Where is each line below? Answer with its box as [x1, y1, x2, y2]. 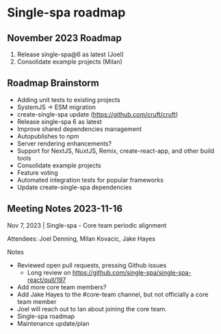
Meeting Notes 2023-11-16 [7, 203, 123, 215]
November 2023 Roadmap [7, 32, 122, 44]
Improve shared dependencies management [16, 125, 142, 133]
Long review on [27, 268, 71, 276]
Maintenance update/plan [16, 319, 90, 327]
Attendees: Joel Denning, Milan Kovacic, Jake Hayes [7, 235, 156, 243]
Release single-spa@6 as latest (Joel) [16, 50, 125, 58]
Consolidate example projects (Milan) [16, 58, 123, 66]
